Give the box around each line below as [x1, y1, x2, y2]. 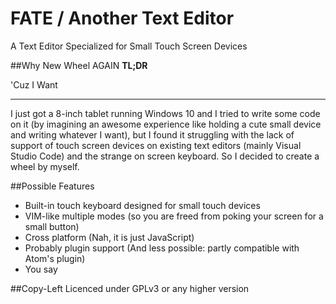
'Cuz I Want [10, 78, 58, 91]
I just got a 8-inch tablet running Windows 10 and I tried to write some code [10, 107, 321, 119]
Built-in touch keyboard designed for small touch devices [24, 199, 261, 211]
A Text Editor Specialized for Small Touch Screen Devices [10, 40, 248, 52]
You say [24, 263, 58, 275]
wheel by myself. [10, 160, 80, 172]
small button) [24, 220, 80, 232]
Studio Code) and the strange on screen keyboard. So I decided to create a [10, 150, 320, 162]
